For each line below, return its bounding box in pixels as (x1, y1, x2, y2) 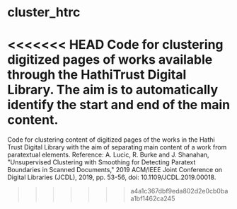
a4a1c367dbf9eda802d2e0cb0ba (130, 187, 229, 196)
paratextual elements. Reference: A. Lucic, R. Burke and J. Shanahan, (7, 150, 210, 159)
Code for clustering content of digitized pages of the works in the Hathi (7, 135, 215, 144)
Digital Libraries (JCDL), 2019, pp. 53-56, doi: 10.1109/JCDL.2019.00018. (7, 173, 216, 181)
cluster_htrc (7, 4, 81, 21)
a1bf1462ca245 (130, 194, 175, 203)
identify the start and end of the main (7, 97, 231, 113)
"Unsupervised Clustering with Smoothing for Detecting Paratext (7, 158, 196, 166)
